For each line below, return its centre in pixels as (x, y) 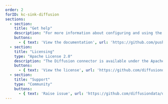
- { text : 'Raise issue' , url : (51, 93)
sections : (15, 19)
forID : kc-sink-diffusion (32, 14)
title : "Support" (32, 79)
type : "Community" (33, 84)
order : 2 (14, 10)
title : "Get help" (33, 28)
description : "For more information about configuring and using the (88, 33)
